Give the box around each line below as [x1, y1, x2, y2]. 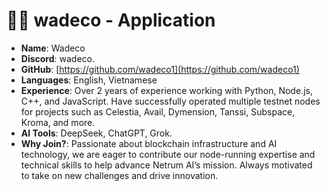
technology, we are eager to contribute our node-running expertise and [20, 148, 316, 160]
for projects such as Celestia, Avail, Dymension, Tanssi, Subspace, [20, 105, 296, 118]
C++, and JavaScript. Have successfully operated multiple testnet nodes [20, 95, 321, 107]
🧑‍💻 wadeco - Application [6, 9, 216, 32]
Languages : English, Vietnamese [20, 74, 158, 86]
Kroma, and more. [20, 116, 96, 128]
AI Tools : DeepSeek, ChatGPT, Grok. [20, 127, 173, 139]
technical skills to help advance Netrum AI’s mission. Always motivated [20, 159, 313, 171]
